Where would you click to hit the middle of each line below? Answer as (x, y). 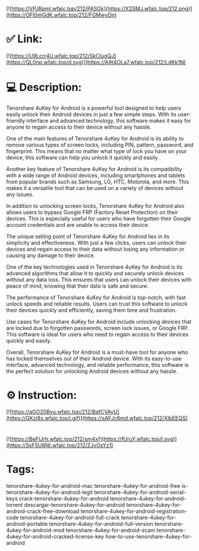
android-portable (27, 524)
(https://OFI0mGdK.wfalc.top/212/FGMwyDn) (61, 15)
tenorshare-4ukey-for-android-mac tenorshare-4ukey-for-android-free (93, 485)
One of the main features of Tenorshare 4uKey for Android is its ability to (95, 138)
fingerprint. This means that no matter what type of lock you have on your (97, 151)
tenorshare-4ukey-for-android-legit (50, 492)
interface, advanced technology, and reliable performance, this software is (97, 365)
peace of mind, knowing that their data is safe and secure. (77, 286)
